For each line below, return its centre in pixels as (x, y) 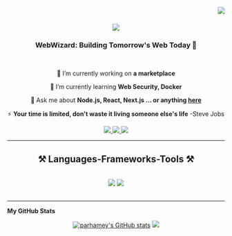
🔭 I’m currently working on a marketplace (116, 73)
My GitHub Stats (31, 211)
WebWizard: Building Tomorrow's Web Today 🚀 (116, 46)
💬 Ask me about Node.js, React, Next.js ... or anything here (116, 100)
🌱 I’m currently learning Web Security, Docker (116, 87)
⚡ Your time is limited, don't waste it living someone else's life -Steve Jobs (116, 114)
